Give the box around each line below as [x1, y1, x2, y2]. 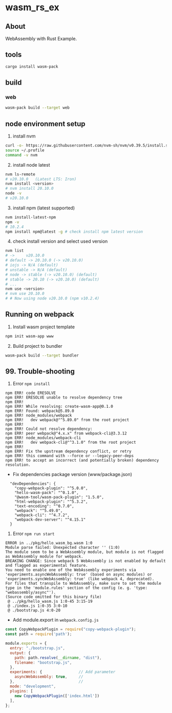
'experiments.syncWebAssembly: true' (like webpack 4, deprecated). [5, 577, 155, 582]
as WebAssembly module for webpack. [5, 554, 83, 559]
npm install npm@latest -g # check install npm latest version [5, 229, 143, 234]
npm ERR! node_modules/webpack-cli [5, 435, 81, 441]
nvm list [5, 248, 24, 253]
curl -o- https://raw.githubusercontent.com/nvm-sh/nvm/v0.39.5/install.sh [5, 143, 170, 148]
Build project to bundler [12, 343, 62, 349]
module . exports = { [5, 641, 47, 646]
